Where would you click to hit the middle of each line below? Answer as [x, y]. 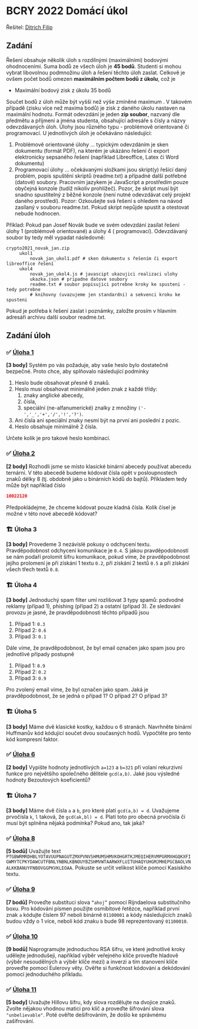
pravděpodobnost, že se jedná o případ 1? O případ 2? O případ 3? [87, 696]
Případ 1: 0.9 [30, 666]
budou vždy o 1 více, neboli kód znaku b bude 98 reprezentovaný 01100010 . [97, 921]
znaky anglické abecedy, [54, 395]
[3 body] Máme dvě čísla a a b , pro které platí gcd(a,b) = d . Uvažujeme [93, 811]
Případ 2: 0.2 [30, 672]
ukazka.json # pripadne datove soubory [79, 279]
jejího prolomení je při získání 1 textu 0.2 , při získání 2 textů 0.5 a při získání [98, 563]
